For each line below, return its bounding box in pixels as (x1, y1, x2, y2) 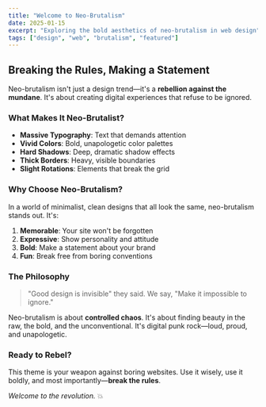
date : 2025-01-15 (8, 19, 66, 27)
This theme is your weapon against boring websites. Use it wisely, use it (8, 367, 243, 377)
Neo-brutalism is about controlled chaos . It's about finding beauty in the (8, 313, 245, 322)
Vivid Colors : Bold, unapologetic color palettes (19, 139, 173, 148)
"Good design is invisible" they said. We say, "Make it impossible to (27, 289, 248, 298)
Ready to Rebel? (8, 349, 72, 360)
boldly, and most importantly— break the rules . (8, 376, 161, 386)
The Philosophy (8, 271, 70, 282)
